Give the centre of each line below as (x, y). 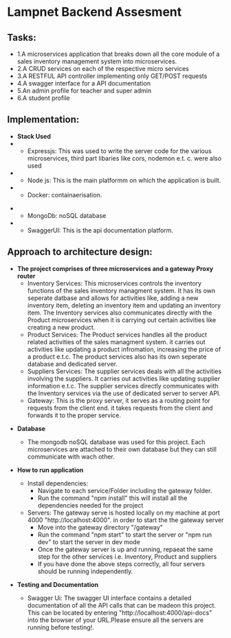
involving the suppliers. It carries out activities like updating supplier (124, 378)
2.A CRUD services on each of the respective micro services (103, 69)
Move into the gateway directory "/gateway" (100, 527)
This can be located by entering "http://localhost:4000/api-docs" (120, 612)
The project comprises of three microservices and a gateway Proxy (115, 268)
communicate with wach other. (71, 457)
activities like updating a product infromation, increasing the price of (124, 349)
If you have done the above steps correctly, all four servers (121, 564)
